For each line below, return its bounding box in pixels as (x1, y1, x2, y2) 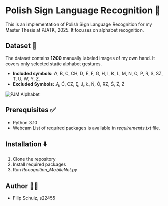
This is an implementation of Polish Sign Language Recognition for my (5, 21, 152, 27)
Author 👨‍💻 (5, 182, 39, 190)
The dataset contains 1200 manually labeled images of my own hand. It (5, 55, 155, 61)
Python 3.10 (12, 119, 37, 125)
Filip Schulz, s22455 (12, 195, 56, 201)
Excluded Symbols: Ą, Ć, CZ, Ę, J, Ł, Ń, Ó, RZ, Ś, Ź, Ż (12, 81, 125, 87)
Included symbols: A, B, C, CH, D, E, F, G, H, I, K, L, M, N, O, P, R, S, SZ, (12, 70, 163, 76)
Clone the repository (12, 156, 56, 162)
